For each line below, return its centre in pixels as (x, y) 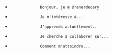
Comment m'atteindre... (65, 46)
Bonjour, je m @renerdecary (70, 7)
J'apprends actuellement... (70, 27)
